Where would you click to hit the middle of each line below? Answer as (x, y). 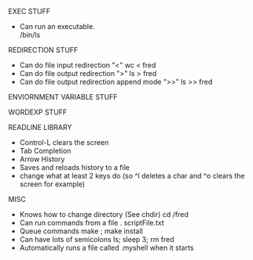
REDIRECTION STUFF (43, 50)
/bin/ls (30, 35)
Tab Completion (45, 151)
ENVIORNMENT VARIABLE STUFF (63, 97)
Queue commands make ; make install (81, 231)
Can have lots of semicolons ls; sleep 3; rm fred (97, 239)
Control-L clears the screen (64, 143)
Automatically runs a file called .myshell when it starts (106, 247)
